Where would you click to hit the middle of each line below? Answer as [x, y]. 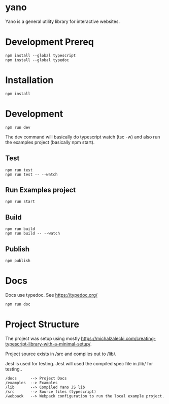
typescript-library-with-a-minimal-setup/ [48, 344]
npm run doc [18, 304]
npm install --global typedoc [37, 60]
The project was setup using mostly [43, 338]
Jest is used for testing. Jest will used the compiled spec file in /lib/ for [79, 363]
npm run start [20, 202]
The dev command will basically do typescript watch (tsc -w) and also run [83, 137]
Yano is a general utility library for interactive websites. [63, 21]
